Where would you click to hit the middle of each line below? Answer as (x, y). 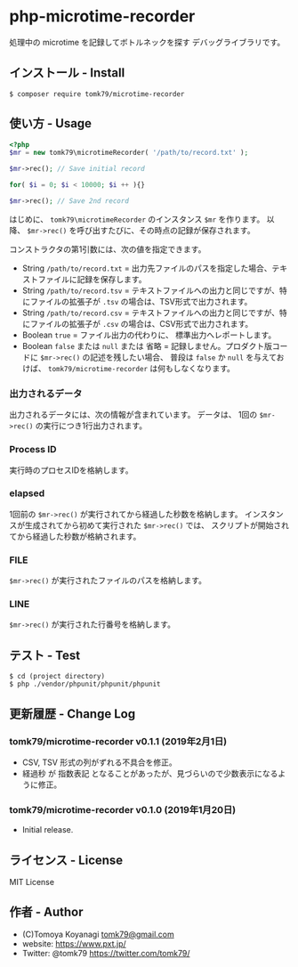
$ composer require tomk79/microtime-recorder (97, 94)
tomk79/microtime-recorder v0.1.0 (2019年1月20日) (123, 809)
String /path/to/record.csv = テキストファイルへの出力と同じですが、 (151, 313)
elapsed (27, 493)
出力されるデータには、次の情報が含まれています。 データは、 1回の (133, 415)
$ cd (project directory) (57, 677)
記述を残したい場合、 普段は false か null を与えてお (187, 357)
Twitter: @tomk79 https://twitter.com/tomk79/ (106, 953)
